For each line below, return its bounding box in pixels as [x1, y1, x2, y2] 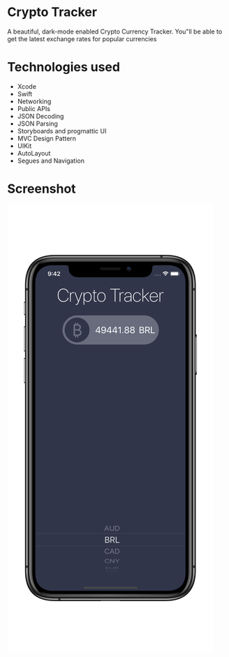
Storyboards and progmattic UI [17, 126, 107, 135]
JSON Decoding [17, 112, 64, 120]
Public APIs [17, 104, 51, 112]
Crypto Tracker [7, 4, 98, 20]
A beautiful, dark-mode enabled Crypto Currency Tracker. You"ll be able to [7, 27, 223, 36]
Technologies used [7, 59, 121, 75]
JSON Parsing [17, 119, 58, 128]
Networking [17, 97, 52, 105]
